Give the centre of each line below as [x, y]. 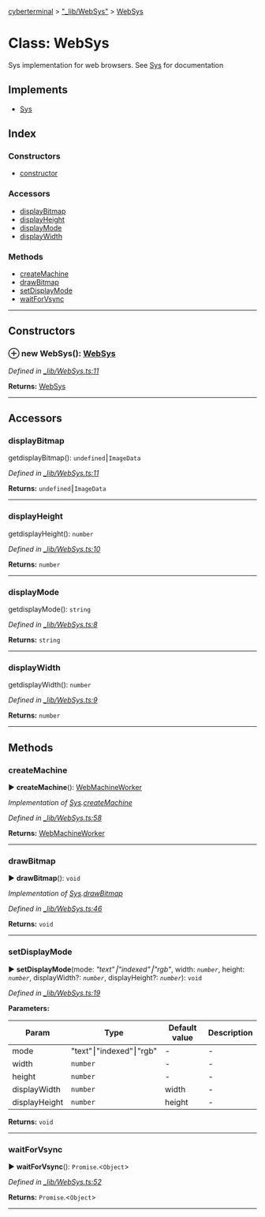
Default [183, 1028]
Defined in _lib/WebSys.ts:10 [54, 549]
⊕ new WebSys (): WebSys [62, 354]
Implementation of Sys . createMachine [70, 802]
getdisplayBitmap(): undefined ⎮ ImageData [75, 458]
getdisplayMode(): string [50, 609]
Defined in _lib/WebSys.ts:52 [55, 1181]
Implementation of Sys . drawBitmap [66, 893]
